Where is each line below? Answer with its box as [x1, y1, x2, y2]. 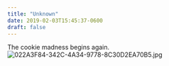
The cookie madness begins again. [7, 43, 110, 52]
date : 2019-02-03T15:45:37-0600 [7, 17, 103, 24]
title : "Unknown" [7, 10, 59, 18]
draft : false [7, 23, 46, 31]
